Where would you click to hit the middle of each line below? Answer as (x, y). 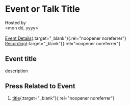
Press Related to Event (40, 86)
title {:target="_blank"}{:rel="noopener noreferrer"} (63, 98)
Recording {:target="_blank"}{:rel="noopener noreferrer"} (63, 43)
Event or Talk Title (42, 9)
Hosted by (15, 23)
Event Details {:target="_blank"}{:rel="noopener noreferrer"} (66, 38)
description (17, 71)
